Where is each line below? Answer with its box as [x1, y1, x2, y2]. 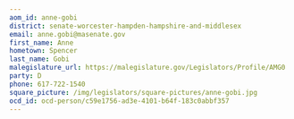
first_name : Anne [9, 38, 74, 47]
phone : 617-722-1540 [9, 80, 87, 89]
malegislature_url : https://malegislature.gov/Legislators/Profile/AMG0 [9, 64, 286, 72]
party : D [9, 72, 42, 81]
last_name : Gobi [9, 55, 70, 64]
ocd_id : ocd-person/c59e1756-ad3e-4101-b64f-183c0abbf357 [9, 96, 230, 106]
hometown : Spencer [9, 47, 78, 55]
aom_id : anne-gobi [9, 13, 78, 22]
